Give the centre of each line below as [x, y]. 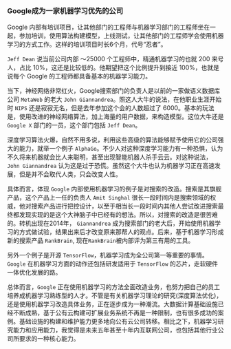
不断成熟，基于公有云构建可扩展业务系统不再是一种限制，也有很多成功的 [115, 313]
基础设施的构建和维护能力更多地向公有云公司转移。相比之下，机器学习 [118, 321]
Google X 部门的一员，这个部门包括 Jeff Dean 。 [74, 125]
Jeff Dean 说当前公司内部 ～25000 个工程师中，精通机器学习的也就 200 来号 [115, 59]
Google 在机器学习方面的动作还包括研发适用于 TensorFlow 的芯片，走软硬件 [113, 264]
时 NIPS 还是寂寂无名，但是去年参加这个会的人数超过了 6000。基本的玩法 [111, 108]
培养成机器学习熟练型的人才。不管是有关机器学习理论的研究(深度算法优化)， [115, 296]
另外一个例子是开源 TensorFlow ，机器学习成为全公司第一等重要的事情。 [108, 255]
